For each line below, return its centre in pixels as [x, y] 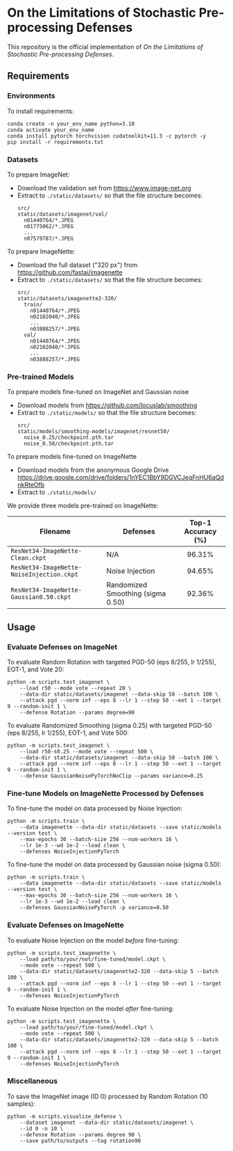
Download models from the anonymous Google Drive [93, 470]
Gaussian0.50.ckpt [41, 597]
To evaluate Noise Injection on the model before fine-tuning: [93, 940]
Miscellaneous [32, 1081]
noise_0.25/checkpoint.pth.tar [69, 438]
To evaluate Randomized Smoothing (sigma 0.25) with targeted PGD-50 [110, 725]
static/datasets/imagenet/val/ [62, 214]
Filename [55, 532]
